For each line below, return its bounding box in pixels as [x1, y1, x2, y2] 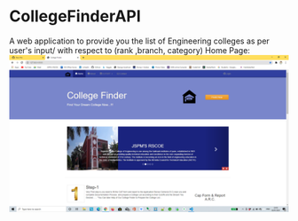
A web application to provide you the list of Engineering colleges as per [9, 36, 271, 46]
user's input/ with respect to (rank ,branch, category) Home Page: [9, 44, 251, 55]
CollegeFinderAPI [9, 6, 142, 27]
